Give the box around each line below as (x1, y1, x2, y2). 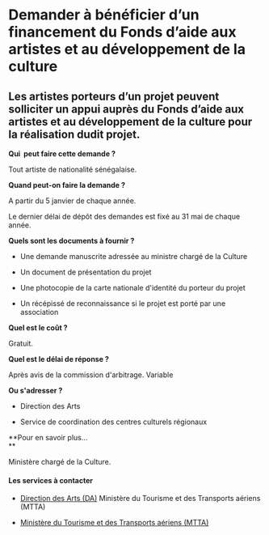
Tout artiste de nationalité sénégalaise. (8, 164, 137, 174)
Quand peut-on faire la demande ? (8, 180, 126, 189)
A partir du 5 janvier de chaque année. (8, 196, 137, 206)
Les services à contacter (8, 475, 94, 485)
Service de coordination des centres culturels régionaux (19, 417, 208, 427)
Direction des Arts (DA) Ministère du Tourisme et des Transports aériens (19, 494, 261, 503)
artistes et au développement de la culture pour (8, 115, 253, 129)
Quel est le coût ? (8, 323, 68, 333)
